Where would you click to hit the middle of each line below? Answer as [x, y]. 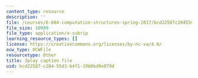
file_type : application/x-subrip [47, 33]
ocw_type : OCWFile [29, 50]
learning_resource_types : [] [42, 39]
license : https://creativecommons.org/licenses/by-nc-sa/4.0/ [84, 45]
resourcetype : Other [32, 55]
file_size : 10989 [27, 28]
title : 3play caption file [39, 60]
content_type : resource [35, 11]
